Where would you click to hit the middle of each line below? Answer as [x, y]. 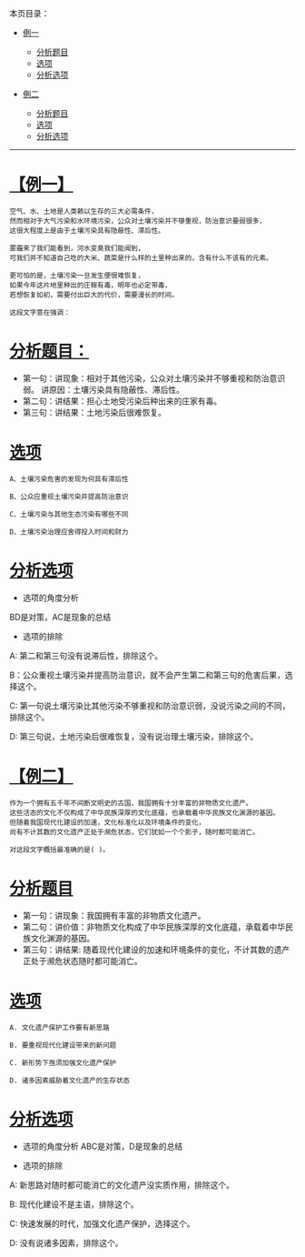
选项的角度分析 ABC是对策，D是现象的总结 [103, 1146]
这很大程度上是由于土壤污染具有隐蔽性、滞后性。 [87, 230]
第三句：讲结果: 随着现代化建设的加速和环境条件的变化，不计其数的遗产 [156, 950]
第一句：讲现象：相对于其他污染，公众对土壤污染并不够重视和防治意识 [154, 378]
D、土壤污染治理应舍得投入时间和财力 [69, 532]
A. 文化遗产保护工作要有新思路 [60, 1027]
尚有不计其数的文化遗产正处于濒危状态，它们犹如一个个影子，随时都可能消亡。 [134, 832]
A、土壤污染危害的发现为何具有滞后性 [69, 479]
